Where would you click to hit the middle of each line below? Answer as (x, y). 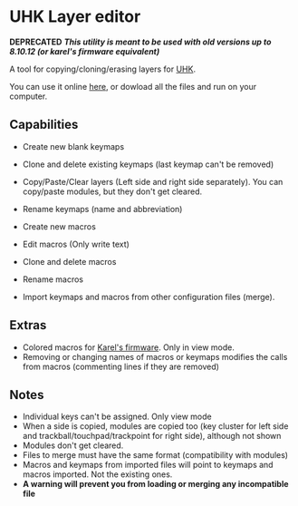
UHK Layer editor (75, 17)
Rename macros (53, 279)
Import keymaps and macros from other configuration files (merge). (149, 297)
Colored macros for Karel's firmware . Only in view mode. (129, 347)
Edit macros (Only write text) (76, 244)
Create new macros (59, 226)
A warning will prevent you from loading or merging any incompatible (155, 484)
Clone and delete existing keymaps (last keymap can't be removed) (148, 164)
